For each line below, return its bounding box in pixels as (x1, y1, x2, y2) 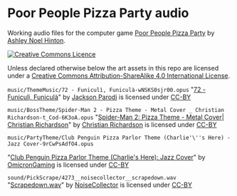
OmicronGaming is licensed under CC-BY (7, 160, 130, 169)
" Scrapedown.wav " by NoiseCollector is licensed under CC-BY (7, 180, 192, 189)
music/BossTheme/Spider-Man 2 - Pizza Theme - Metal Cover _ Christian (7, 106, 224, 113)
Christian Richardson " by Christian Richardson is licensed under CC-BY (7, 120, 217, 129)
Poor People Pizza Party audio (7, 5, 189, 21)
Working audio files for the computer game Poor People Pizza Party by (7, 29, 215, 37)
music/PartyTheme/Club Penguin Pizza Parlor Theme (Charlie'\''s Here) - (7, 134, 231, 141)
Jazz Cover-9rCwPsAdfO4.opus (7, 140, 94, 148)
